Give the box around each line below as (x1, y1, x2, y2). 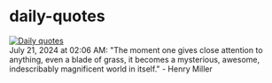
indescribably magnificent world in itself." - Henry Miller (9, 64, 213, 74)
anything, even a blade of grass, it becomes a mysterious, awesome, (9, 54, 260, 64)
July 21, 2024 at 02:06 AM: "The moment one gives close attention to (9, 44, 263, 55)
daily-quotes (9, 6, 105, 26)
